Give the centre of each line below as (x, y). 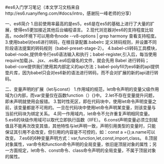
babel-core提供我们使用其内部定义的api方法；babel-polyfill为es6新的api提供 (82, 67)
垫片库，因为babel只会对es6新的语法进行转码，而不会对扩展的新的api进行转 (82, 73)
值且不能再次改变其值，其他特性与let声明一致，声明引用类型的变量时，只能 (81, 126)
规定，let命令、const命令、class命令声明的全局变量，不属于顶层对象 (87, 150)
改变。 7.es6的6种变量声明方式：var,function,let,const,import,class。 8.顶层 (81, 138)
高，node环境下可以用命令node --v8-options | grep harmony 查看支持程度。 (82, 36)
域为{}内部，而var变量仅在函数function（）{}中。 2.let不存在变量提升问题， (81, 95)
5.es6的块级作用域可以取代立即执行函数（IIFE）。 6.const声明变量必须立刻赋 (82, 120)
